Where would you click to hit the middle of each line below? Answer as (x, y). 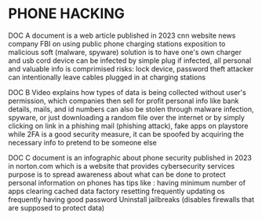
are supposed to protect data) (56, 207)
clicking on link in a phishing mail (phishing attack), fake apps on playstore (128, 126)
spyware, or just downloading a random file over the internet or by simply (127, 117)
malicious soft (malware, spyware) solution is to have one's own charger (125, 52)
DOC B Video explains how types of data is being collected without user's (127, 92)
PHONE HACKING (67, 14)
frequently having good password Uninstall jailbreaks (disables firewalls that (131, 199)
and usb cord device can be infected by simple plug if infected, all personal (130, 60)
